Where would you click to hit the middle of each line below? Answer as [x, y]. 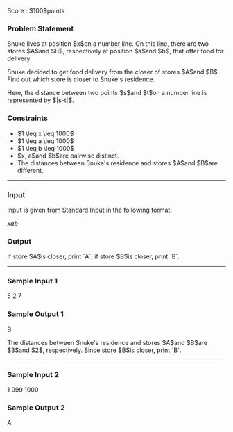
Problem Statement [41, 28]
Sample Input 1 [32, 281]
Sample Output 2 [36, 408]
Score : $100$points [36, 11]
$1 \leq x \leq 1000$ [45, 133]
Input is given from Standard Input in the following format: [89, 210]
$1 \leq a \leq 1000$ [45, 141]
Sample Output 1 [35, 314]
